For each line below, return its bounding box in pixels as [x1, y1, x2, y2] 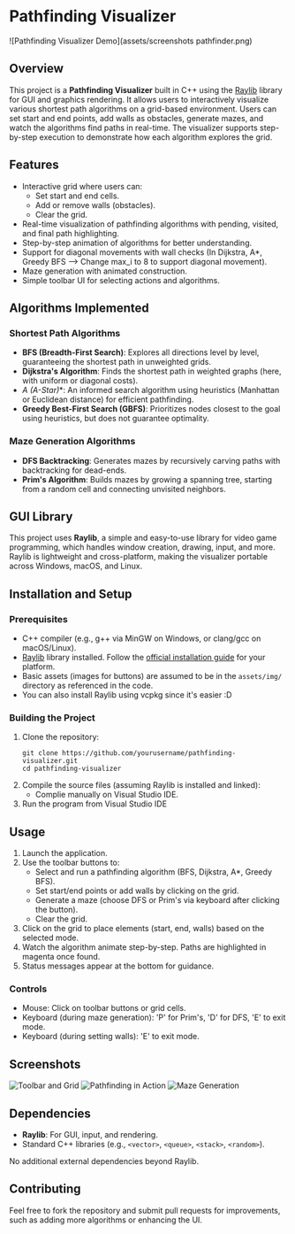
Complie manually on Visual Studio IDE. [34, 790, 179, 800]
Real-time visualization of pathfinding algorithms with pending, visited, [21, 219, 279, 229]
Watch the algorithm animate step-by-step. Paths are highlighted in [21, 942, 267, 952]
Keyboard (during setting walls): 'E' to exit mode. [21, 1031, 200, 1042]
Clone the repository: [21, 732, 100, 743]
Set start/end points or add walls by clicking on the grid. [34, 885, 239, 896]
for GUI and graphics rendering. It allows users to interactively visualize [9, 94, 269, 104]
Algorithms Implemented [9, 300, 150, 315]
